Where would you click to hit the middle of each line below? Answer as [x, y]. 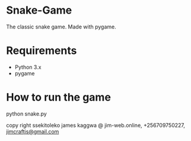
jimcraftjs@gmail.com [33, 132]
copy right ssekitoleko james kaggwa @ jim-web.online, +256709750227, [95, 125]
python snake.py [27, 114]
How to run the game [59, 97]
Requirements [42, 51]
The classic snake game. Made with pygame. [61, 27]
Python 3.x [28, 67]
